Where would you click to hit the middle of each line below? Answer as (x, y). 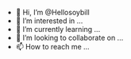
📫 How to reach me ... (52, 47)
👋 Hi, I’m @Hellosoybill (52, 12)
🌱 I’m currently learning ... (58, 29)
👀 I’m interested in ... (49, 21)
